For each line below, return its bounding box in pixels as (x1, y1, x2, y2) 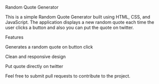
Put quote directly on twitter (5, 63, 64, 69)
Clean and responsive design (5, 53, 66, 59)
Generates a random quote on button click (5, 44, 93, 49)
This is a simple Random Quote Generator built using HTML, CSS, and (5, 14, 150, 19)
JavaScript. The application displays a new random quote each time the (5, 19, 154, 25)
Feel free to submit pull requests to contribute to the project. (5, 73, 131, 79)
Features (5, 34, 24, 40)
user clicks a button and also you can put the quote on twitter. (5, 24, 134, 30)
